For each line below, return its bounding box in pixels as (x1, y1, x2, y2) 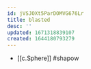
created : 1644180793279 (7, 36, 75, 42)
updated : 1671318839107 (7, 29, 75, 36)
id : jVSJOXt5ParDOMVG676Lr (7, 10, 84, 17)
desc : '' (7, 23, 32, 29)
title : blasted (7, 16, 51, 23)
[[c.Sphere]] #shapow (16, 54, 79, 62)
